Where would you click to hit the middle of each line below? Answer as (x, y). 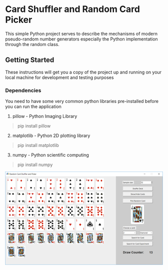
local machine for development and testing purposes (59, 77)
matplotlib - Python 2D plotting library (51, 135)
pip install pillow (34, 126)
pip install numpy (35, 165)
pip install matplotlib (38, 145)
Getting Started (30, 60)
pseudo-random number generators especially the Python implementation (82, 39)
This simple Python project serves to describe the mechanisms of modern (81, 33)
